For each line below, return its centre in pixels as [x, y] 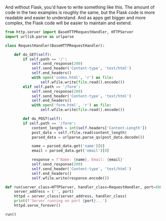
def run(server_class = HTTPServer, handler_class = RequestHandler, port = [80, 187]
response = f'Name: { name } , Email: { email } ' [78, 160]
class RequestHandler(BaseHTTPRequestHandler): [55, 46]
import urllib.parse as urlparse [40, 37]
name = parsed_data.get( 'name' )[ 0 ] [68, 146]
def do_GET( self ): [33, 55]
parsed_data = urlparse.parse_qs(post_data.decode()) [88, 137]
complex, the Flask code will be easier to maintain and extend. [68, 23]
